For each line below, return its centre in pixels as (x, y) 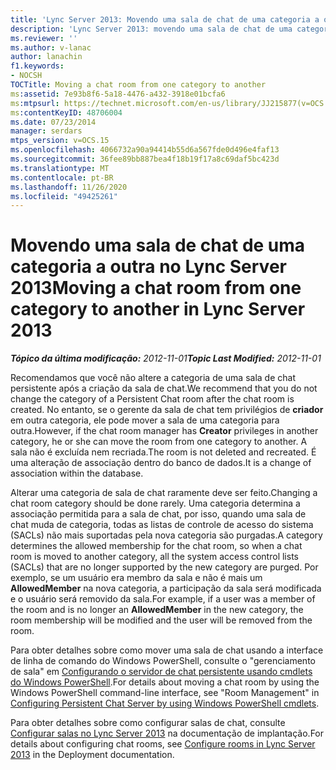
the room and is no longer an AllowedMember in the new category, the (157, 610)
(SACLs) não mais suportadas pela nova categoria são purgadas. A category (166, 535)
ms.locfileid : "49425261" (64, 196)
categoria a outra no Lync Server (148, 267)
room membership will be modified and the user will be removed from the (161, 620)
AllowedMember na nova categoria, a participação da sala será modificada (166, 588)
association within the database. (77, 473)
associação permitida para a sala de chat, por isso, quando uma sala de (158, 514)
